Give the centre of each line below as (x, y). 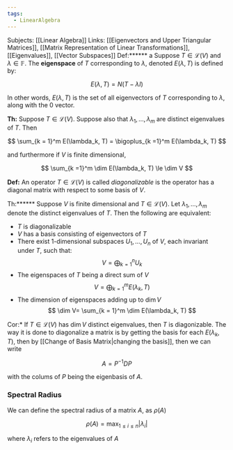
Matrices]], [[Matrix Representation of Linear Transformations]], (98, 47)
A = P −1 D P (117, 363)
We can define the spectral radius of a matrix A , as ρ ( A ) (87, 410)
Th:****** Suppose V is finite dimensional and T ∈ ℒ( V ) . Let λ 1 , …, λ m (107, 205)
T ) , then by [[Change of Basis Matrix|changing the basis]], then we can (109, 341)
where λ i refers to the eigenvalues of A (63, 440)
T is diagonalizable (44, 226)
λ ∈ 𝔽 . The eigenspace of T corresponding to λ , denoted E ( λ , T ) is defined (115, 63)
